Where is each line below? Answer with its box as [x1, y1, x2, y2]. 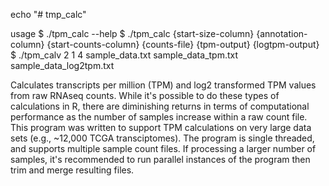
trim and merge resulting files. [10, 164, 135, 176]
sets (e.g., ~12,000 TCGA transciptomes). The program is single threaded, [10, 132, 315, 144]
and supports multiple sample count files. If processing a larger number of [10, 143, 317, 154]
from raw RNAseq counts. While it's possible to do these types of [10, 90, 280, 101]
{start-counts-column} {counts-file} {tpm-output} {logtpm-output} [46, 39, 320, 50]
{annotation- [256, 28, 308, 39]
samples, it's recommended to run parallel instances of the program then [10, 154, 311, 165]
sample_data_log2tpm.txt [10, 60, 115, 71]
